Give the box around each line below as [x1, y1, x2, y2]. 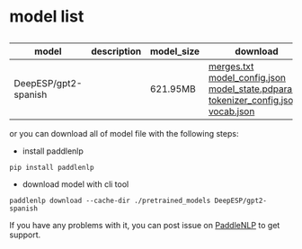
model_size [149, 45, 200, 58]
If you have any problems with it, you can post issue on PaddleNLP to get [9, 219, 280, 230]
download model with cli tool [22, 178, 129, 190]
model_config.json [208, 71, 286, 84]
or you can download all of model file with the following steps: [9, 128, 239, 138]
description [91, 45, 142, 58]
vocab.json [208, 105, 255, 118]
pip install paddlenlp [9, 163, 94, 172]
